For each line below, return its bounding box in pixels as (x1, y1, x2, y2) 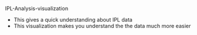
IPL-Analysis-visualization (5, 5, 69, 12)
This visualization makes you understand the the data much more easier (13, 23, 191, 29)
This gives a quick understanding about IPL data (13, 16, 133, 23)
